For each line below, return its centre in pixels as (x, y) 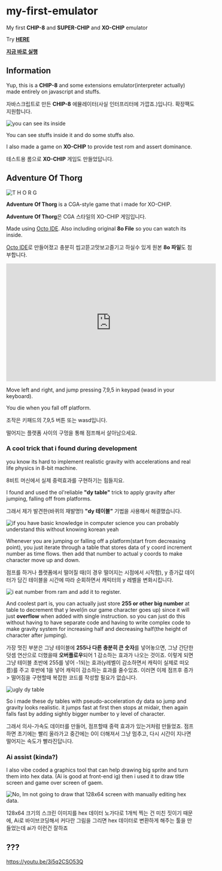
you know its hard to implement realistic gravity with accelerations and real (98, 462)
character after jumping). (37, 635)
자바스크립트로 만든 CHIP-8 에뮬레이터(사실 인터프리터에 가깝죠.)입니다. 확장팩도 (101, 104)
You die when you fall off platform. (49, 408)
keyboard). (19, 396)
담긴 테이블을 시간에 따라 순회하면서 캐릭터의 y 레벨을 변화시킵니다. (95, 579)
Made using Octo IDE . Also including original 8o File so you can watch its (96, 228)
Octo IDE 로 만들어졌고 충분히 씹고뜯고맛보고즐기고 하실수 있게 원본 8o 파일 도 (96, 247)
